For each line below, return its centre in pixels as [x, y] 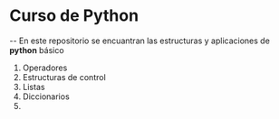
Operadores [45, 68]
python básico [37, 50]
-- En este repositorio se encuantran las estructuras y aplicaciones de [139, 41]
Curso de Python [74, 16]
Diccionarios [46, 96]
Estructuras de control [64, 77]
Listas [34, 87]
